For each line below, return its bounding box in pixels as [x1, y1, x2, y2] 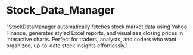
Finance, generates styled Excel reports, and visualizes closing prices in [6, 29, 183, 36]
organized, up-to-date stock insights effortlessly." [6, 42, 128, 49]
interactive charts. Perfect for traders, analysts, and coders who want [6, 35, 177, 43]
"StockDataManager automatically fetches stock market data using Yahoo [6, 23, 188, 30]
